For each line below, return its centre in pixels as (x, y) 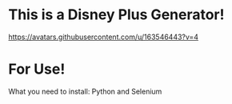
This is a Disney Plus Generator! (116, 15)
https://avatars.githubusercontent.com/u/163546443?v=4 (103, 37)
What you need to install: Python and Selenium (85, 91)
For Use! (37, 69)
